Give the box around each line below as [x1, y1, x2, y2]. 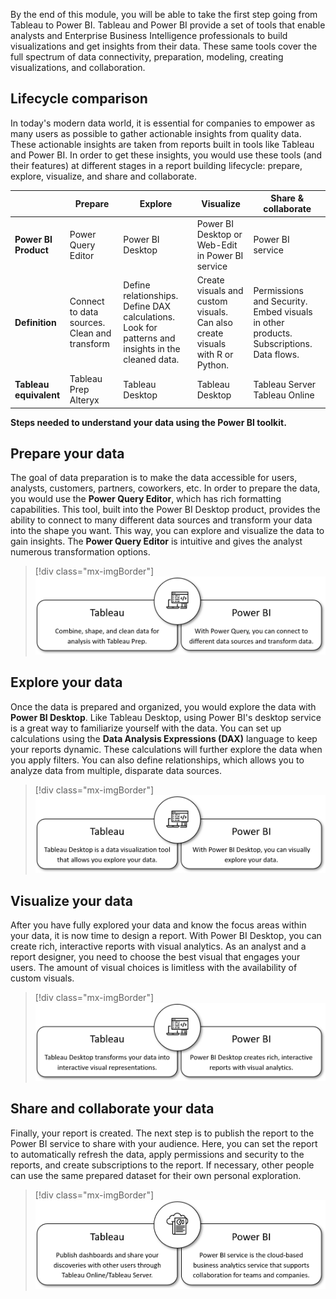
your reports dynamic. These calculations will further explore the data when [10, 743, 323, 755]
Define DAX [123, 300, 172, 313]
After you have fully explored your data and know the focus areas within [10, 919, 307, 931]
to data [69, 305, 99, 318]
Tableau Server [253, 378, 317, 390]
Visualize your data [10, 892, 134, 909]
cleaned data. [123, 354, 180, 366]
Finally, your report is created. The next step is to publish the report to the [10, 1127, 315, 1139]
